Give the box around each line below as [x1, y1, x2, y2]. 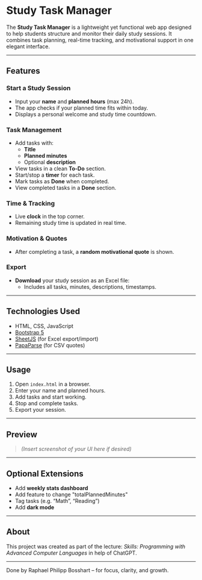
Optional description [23, 158, 76, 166]
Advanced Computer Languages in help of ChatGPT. [6, 549, 137, 556]
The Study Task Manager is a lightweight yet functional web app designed [6, 24, 192, 31]
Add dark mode [14, 504, 55, 511]
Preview [6, 429, 38, 440]
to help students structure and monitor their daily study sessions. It [6, 30, 173, 37]
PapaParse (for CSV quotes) [14, 341, 85, 348]
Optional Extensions [6, 468, 84, 479]
